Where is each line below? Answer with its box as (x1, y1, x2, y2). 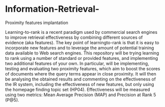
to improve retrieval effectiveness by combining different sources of (5, 34, 143, 40)
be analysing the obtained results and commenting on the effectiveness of (5, 76, 156, 82)
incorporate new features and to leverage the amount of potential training (5, 45, 154, 51)
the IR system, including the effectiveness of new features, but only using (5, 81, 154, 87)
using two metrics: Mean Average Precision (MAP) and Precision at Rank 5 (5, 92, 156, 98)
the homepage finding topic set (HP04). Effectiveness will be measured (5, 86, 150, 92)
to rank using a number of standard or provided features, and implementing (5, 55, 159, 61)
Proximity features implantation (5, 20, 68, 26)
